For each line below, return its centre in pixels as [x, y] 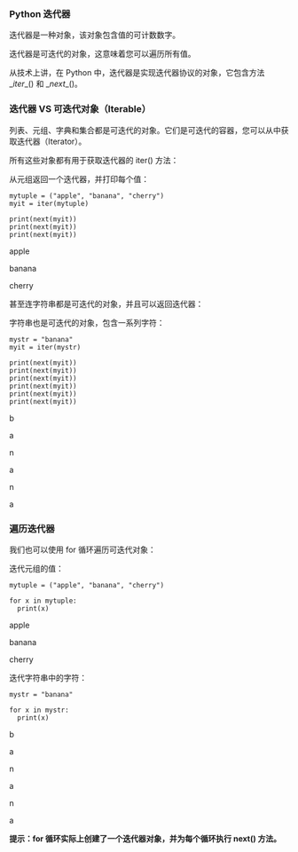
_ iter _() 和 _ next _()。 [46, 84]
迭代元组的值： [36, 568]
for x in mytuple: [43, 601]
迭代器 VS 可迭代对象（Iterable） [80, 109]
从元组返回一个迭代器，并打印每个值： [79, 178]
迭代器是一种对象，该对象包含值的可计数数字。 [94, 35]
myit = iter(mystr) [45, 347]
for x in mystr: [39, 710]
